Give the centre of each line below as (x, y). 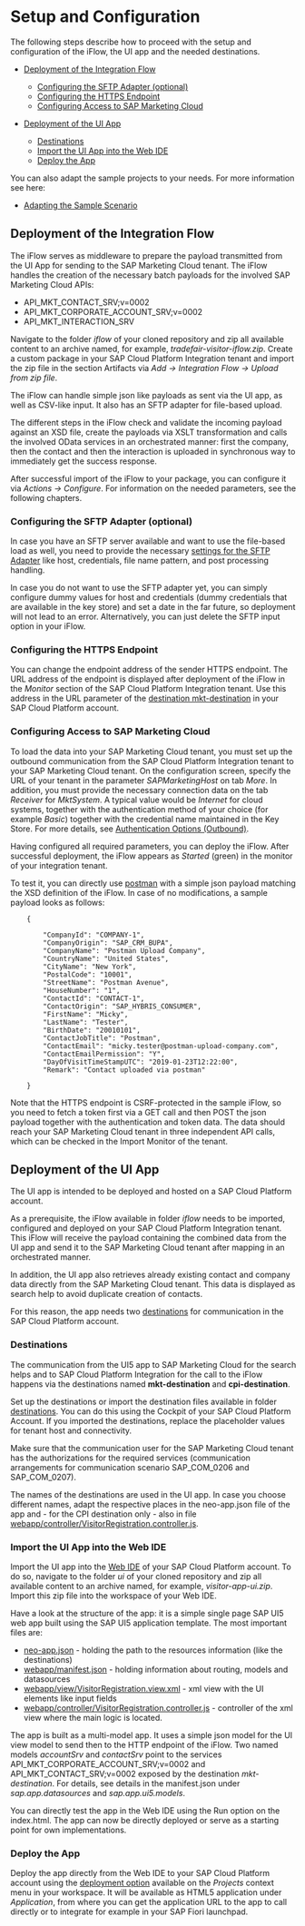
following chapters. (46, 497)
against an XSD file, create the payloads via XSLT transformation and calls (149, 432)
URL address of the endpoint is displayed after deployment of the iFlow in (148, 679)
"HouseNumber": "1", (82, 990)
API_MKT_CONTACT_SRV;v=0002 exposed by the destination (125, 1774)
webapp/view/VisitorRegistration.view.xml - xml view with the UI (143, 1689)
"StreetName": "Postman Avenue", (106, 982)
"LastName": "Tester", (86, 1022)
